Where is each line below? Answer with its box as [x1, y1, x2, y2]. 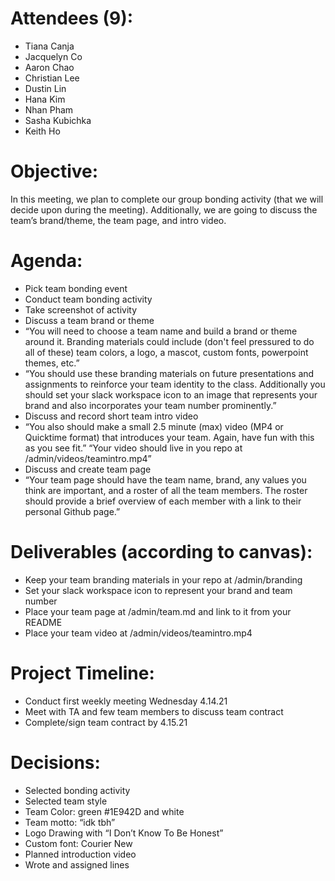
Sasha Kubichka [24, 114, 92, 126]
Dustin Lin [24, 82, 67, 94]
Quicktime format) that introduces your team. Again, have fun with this [24, 431, 315, 443]
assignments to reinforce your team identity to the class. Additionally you [24, 378, 326, 390]
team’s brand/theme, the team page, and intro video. [10, 214, 227, 226]
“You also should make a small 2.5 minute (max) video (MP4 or [24, 420, 284, 432]
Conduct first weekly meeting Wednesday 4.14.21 [24, 695, 228, 707]
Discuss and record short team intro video [24, 410, 199, 422]
